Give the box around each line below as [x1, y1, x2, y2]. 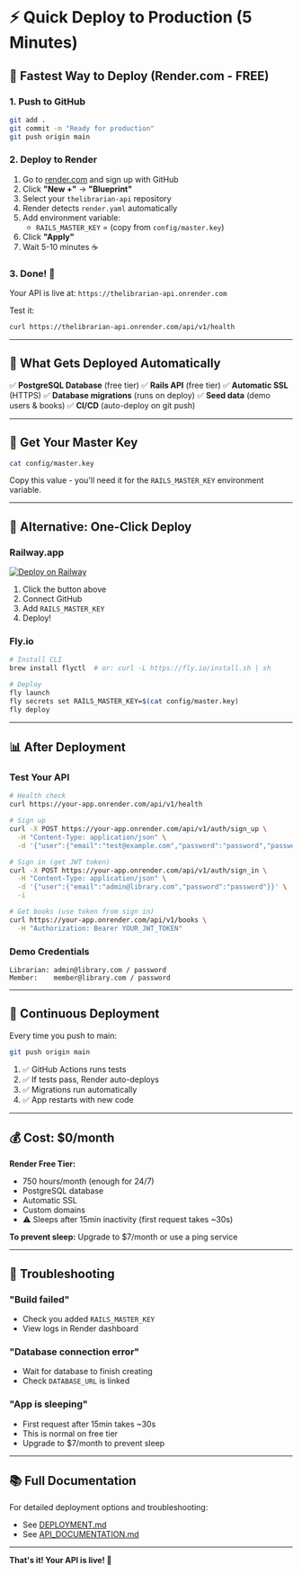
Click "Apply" [22, 231, 75, 242]
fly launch [9, 689, 50, 698]
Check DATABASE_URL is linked [22, 1375, 130, 1386]
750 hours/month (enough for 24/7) [22, 1176, 155, 1187]
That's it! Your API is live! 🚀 [9, 1554, 112, 1565]
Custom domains [22, 1204, 85, 1215]
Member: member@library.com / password [9, 973, 171, 982]
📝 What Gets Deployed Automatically [9, 356, 221, 371]
